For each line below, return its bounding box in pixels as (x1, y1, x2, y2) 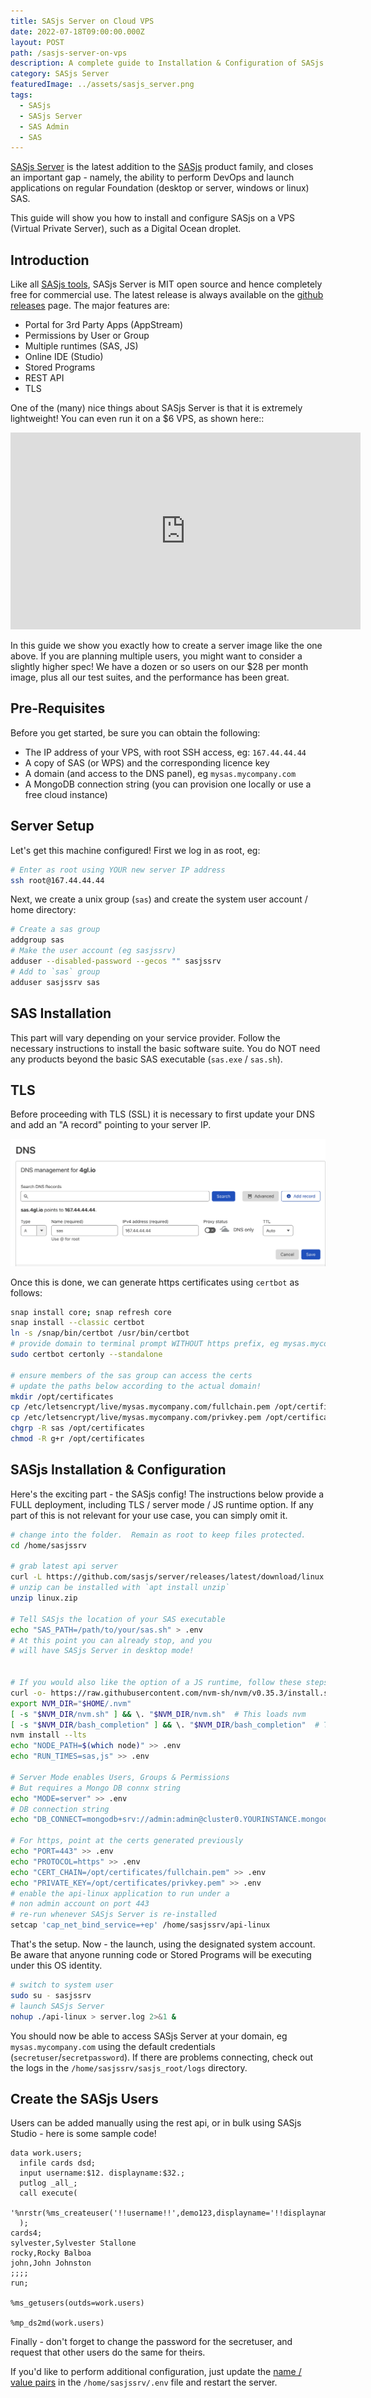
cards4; (10, 2228, 43, 2239)
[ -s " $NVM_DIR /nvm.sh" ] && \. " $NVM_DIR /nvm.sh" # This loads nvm (10, 1709, 307, 1719)
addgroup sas (10, 935, 65, 945)
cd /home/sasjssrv (10, 1540, 87, 1550)
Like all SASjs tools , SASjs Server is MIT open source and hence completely (10, 278, 323, 290)
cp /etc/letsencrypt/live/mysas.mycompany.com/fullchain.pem (10, 1402, 271, 1412)
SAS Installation (10, 1005, 112, 1022)
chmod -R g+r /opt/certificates (10, 1434, 145, 1444)
